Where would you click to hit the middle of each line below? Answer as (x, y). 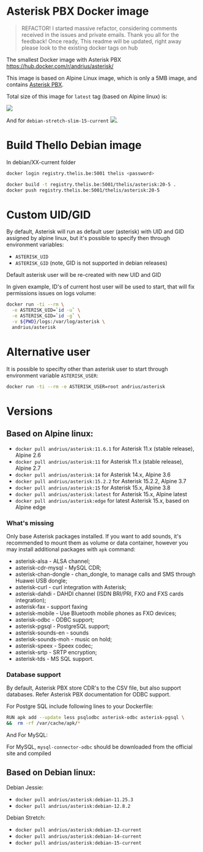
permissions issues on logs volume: (51, 293)
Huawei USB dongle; (41, 581)
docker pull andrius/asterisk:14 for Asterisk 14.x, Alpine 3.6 (93, 474)
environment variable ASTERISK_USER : (52, 375)
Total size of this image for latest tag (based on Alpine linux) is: (87, 96)
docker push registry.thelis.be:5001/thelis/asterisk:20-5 (83, 190)
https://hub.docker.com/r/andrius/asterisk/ (60, 66)
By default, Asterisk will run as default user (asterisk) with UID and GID (95, 232)
